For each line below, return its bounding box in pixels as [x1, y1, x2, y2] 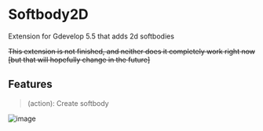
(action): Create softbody [27, 98, 109, 107]
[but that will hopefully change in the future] [8, 55, 151, 64]
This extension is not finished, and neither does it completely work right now [8, 46, 256, 56]
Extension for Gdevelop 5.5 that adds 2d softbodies [8, 31, 175, 41]
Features [8, 78, 53, 91]
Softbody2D [8, 5, 89, 24]
